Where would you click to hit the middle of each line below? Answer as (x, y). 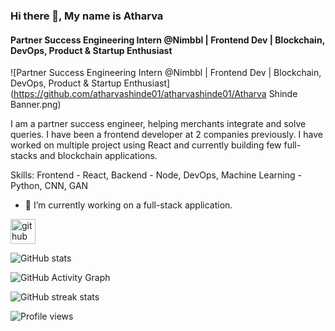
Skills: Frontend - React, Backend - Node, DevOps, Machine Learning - (156, 175)
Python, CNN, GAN (49, 186)
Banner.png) (36, 105)
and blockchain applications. (98, 156)
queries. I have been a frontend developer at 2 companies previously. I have (166, 135)
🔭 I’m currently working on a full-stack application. (128, 205)
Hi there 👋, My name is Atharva (87, 16)
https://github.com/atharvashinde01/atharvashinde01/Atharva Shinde (155, 94)
